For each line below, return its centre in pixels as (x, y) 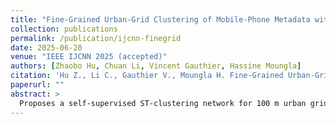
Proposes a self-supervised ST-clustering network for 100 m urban (163, 103)
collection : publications (64, 29)
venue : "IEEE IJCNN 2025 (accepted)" (89, 57)
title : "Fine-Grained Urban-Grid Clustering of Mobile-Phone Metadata (160, 19)
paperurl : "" (37, 85)
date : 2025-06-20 (46, 47)
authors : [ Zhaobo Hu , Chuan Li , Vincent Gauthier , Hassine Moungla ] (156, 66)
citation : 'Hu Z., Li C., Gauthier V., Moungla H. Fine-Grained (147, 76)
